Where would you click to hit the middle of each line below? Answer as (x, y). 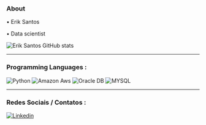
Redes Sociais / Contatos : (46, 102)
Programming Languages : (47, 67)
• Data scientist (26, 34)
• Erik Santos (23, 22)
